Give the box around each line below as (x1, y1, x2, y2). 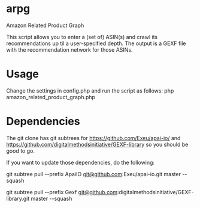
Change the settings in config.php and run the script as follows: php (6, 87, 174, 94)
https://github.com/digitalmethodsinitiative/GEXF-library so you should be (6, 141, 189, 148)
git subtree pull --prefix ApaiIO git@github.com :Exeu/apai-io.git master (6, 170, 181, 177)
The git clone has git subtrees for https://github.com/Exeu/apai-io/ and (6, 134, 181, 141)
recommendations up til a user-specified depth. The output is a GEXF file (6, 40, 187, 47)
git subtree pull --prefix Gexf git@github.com (6, 188, 118, 195)
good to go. (6, 147, 35, 154)
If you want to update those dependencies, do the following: (6, 159, 154, 166)
